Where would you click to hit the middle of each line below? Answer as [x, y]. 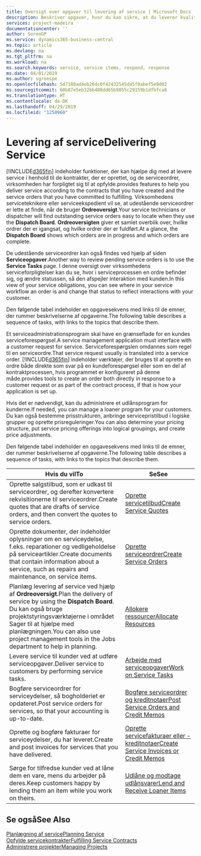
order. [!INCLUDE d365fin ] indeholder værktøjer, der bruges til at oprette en [99, 360]
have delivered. [31, 754]
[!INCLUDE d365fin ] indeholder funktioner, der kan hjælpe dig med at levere [99, 171]
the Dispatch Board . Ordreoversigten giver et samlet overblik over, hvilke [97, 222]
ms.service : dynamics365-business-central [60, 40]
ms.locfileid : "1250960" [37, 112]
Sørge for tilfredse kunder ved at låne [62, 768]
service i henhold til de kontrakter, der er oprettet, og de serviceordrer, [93, 178]
